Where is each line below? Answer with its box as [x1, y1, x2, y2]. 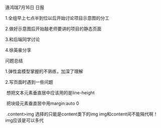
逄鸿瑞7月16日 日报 [5, 5, 45, 10]
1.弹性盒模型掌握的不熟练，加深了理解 [5, 68, 83, 74]
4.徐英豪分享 [5, 47, 32, 53]
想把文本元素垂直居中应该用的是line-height [6, 90, 95, 95]
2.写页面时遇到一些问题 [5, 79, 54, 85]
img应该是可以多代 [5, 117, 44, 123]
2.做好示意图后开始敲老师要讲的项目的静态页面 [5, 26, 102, 32]
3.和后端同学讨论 [5, 37, 40, 42]
